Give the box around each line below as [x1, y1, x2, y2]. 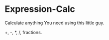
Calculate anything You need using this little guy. [4, 20, 105, 26]
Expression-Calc [4, 3, 75, 15]
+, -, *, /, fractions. [4, 29, 42, 35]
